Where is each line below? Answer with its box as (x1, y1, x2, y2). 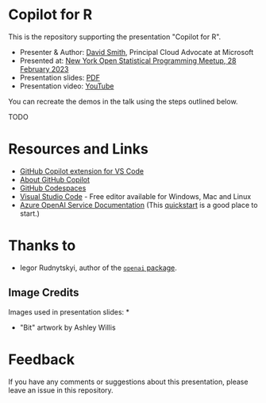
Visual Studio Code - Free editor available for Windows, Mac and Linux (19, 191, 252, 201)
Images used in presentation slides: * (8, 307, 129, 316)
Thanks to (8, 237, 76, 255)
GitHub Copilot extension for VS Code (19, 166, 145, 176)
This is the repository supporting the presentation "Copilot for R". (8, 32, 222, 41)
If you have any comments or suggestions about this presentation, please (8, 377, 249, 386)
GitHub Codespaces (19, 183, 87, 193)
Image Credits (8, 286, 79, 299)
